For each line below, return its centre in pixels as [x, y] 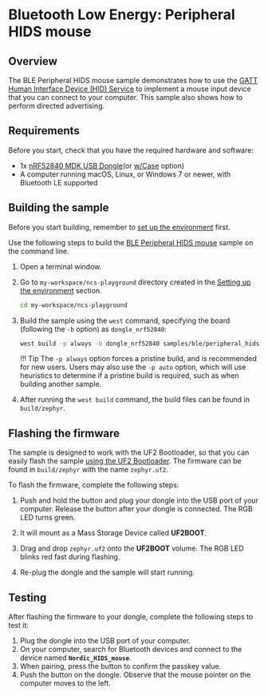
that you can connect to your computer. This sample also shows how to [126, 97]
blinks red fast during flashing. [70, 557]
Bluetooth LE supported [59, 182]
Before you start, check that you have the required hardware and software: [131, 150]
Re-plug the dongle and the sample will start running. [107, 572]
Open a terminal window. [61, 266]
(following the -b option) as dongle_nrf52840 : [93, 328]
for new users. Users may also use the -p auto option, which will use [133, 367]
